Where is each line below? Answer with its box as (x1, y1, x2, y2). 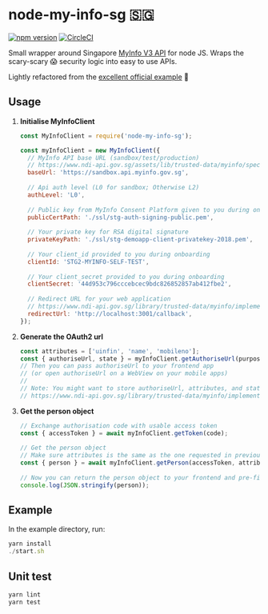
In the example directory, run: (8, 524, 106, 534)
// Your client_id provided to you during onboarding (27, 250, 210, 258)
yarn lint (8, 591, 42, 599)
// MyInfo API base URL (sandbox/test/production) (27, 153, 200, 161)
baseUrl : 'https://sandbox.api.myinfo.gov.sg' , (27, 169, 190, 177)
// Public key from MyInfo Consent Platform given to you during (27, 205, 250, 213)
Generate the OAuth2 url (19, 332, 104, 341)
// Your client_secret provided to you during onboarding (27, 273, 225, 281)
